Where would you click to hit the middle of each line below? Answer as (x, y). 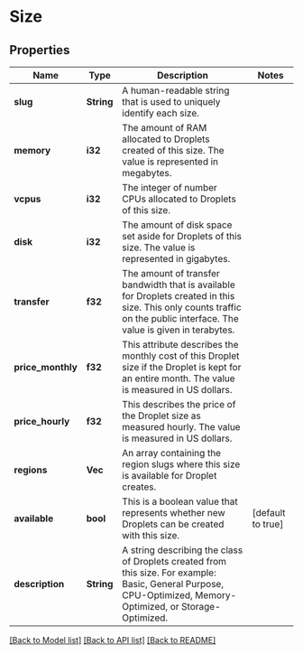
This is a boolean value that (179, 501)
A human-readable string (175, 90)
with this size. (151, 535)
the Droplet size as (161, 416)
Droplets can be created (173, 524)
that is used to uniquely (171, 102)
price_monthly (46, 367)
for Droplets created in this (178, 296)
